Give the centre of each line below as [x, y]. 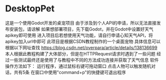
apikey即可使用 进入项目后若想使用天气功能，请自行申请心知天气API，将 [79, 35]
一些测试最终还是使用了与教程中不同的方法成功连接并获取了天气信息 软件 [84, 60]
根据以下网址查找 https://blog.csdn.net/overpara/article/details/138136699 [81, 47]
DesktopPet [30, 9]
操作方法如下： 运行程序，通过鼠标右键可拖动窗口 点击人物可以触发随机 [78, 66]
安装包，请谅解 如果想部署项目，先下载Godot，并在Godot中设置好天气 [81, 29]
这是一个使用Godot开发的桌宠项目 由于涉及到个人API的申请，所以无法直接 [81, 23]
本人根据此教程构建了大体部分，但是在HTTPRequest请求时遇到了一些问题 [80, 54]
